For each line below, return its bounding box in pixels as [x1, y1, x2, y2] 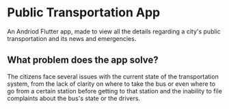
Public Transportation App [7, 5, 161, 20]
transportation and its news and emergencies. [7, 34, 137, 42]
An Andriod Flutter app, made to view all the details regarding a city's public [7, 27, 221, 35]
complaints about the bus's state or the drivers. [7, 94, 141, 102]
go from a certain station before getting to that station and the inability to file [7, 87, 222, 95]
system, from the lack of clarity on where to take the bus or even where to [7, 80, 216, 88]
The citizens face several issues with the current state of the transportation [7, 72, 219, 80]
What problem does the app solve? [7, 54, 159, 66]
